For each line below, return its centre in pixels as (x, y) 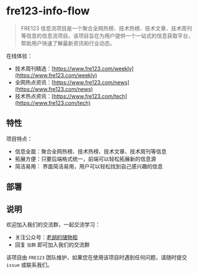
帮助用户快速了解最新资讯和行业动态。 (68, 43)
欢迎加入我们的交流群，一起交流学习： (53, 224)
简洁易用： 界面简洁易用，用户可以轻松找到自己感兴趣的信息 (89, 166)
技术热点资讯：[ (34, 96)
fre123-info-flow (48, 11)
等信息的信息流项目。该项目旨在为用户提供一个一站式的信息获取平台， (107, 36)
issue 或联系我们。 (29, 264)
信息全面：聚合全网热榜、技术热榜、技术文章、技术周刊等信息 (91, 151)
